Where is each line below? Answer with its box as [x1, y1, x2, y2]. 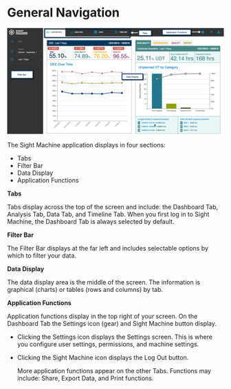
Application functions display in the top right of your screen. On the [7, 312, 198, 321]
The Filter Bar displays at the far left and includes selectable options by [7, 244, 208, 253]
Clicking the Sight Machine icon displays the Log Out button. [16, 353, 189, 362]
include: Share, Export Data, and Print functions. [16, 374, 154, 383]
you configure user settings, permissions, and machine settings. [16, 340, 199, 348]
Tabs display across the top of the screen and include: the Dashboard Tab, [7, 203, 219, 211]
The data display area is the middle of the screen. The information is [7, 278, 201, 286]
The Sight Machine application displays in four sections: [7, 141, 166, 149]
